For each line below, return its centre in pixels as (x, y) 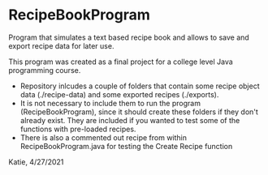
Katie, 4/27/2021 (36, 162)
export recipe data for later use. (61, 45)
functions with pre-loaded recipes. (78, 129)
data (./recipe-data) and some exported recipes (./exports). (119, 94)
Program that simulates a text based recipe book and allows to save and (129, 37)
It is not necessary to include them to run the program (110, 103)
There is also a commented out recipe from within (104, 137)
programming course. (45, 70)
